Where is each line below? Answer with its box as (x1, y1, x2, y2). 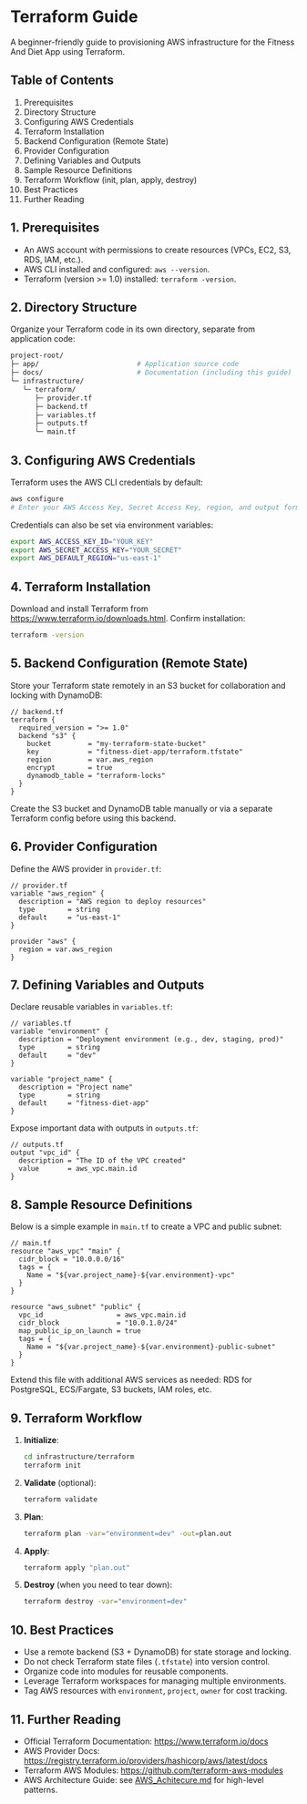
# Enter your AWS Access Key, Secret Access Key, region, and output (10, 503, 281, 512)
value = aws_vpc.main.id (18, 1164, 138, 1174)
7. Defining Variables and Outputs (10, 978, 205, 993)
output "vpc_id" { (10, 1148, 80, 1158)
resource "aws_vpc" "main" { (10, 1246, 121, 1256)
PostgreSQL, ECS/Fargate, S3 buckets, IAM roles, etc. (10, 1384, 212, 1395)
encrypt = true (26, 763, 113, 772)
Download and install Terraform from (10, 603, 148, 614)
